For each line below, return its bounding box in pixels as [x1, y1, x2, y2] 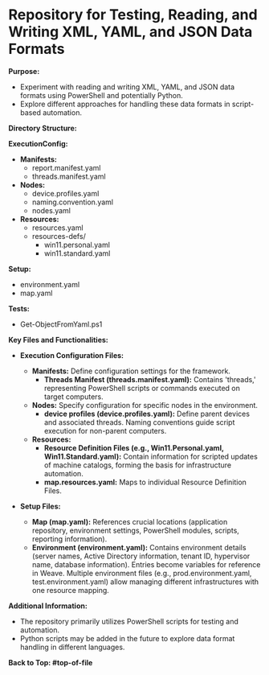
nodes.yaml [31, 205, 71, 215]
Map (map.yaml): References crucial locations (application [31, 517, 228, 526]
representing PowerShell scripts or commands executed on [43, 383, 241, 393]
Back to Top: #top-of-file [8, 657, 93, 667]
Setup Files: [19, 501, 61, 511]
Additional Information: [8, 601, 88, 611]
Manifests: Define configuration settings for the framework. [31, 366, 231, 376]
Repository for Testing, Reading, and [8, 6, 259, 24]
